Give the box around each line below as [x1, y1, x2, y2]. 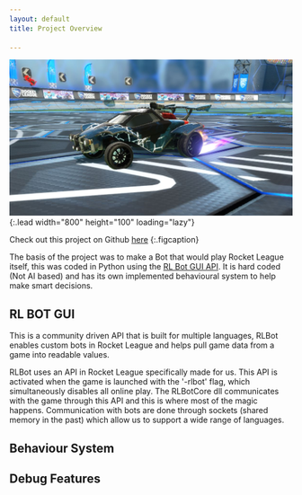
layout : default [9, 14, 70, 23]
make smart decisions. [9, 280, 93, 291]
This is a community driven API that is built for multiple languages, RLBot [9, 331, 279, 341]
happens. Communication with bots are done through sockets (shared [9, 405, 269, 416]
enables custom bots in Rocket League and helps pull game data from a [9, 340, 275, 350]
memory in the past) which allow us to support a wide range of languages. [9, 414, 285, 426]
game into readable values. [9, 349, 110, 360]
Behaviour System [9, 440, 115, 455]
